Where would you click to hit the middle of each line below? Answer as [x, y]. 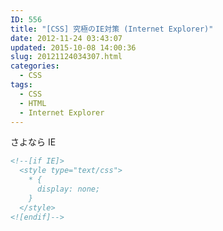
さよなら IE [33, 142]
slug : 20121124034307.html [66, 57]
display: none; [68, 189]
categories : [35, 66]
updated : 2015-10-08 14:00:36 [73, 47]
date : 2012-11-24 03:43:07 [66, 38]
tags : [21, 85]
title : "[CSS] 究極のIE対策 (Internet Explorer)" [112, 29]
